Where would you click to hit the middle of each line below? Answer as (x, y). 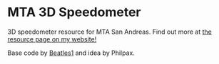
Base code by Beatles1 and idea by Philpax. (71, 53)
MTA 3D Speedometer (74, 12)
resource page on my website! (52, 39)
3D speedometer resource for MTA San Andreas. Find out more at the (109, 32)
